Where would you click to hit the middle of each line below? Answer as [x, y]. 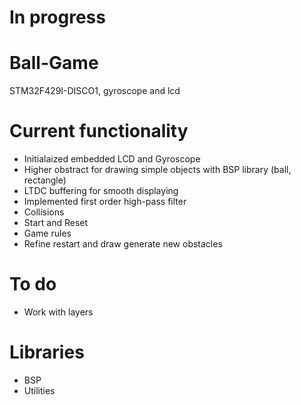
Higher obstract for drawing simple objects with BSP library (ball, [157, 170]
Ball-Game [54, 63]
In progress [57, 17]
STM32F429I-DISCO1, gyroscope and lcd [95, 91]
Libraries [47, 352]
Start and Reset [56, 223]
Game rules [47, 233]
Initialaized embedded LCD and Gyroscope [112, 159]
